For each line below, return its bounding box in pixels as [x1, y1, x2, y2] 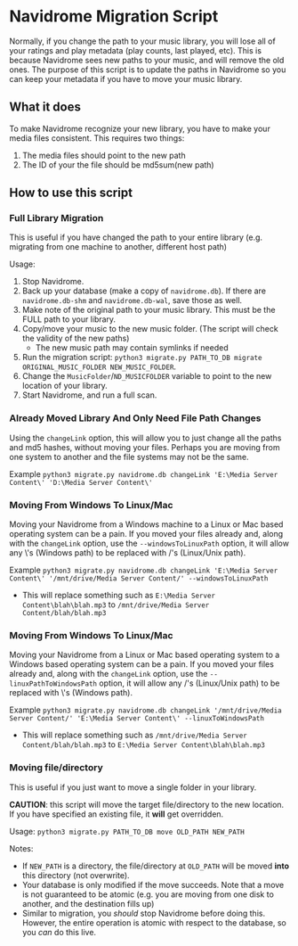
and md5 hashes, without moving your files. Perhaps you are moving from [9, 441, 280, 452]
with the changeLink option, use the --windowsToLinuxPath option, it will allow [9, 538, 289, 549]
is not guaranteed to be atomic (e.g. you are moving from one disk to [21, 889, 274, 900]
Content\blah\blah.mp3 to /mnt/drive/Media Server [21, 599, 210, 610]
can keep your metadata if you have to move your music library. [9, 73, 243, 84]
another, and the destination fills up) [21, 898, 155, 909]
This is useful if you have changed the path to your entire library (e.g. [9, 232, 263, 243]
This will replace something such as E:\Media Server [21, 590, 216, 601]
